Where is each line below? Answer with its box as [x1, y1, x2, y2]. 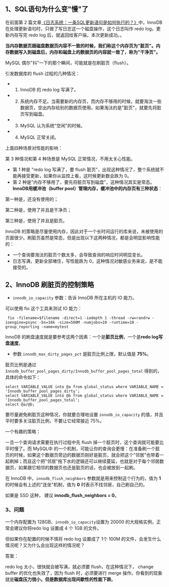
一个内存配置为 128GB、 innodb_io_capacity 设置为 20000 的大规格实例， [5, 519, 157, 525]
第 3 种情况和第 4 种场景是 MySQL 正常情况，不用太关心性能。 [5, 156, 135, 162]
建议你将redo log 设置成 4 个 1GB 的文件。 [14, 525, 102, 531]
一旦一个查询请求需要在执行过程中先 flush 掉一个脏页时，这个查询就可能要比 [5, 439, 164, 446]
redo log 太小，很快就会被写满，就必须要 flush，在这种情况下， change [5, 563, 154, 569]
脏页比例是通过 [5, 362, 36, 368]
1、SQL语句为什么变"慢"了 [5, 5, 89, 14]
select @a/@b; [5, 402, 35, 407]
